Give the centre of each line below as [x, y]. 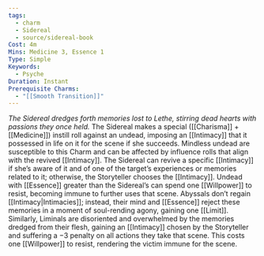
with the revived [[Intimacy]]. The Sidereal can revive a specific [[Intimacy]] [131, 160]
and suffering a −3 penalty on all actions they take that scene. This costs [126, 236]
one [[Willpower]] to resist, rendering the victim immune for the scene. [123, 244]
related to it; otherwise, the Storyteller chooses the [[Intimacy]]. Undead [125, 177]
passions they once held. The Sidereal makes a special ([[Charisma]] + [124, 127]
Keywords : [25, 67]
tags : [17, 15]
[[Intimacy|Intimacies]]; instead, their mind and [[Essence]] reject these [124, 202]
